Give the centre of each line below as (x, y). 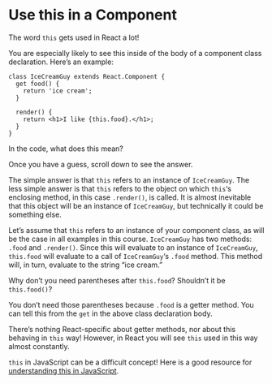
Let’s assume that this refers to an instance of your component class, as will (136, 230)
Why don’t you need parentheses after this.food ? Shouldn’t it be (117, 280)
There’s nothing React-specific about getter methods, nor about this (122, 329)
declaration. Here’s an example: (61, 62)
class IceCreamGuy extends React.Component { (86, 76)
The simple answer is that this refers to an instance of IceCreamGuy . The (129, 179)
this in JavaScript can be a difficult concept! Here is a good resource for (130, 362)
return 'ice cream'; (58, 91)
